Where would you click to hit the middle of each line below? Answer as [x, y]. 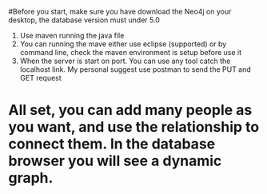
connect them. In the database [112, 144]
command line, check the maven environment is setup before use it [131, 52]
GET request [40, 78]
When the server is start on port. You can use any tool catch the [125, 61]
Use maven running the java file [72, 36]
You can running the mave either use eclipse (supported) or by [123, 44]
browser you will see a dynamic [115, 161]
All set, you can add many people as [130, 110]
